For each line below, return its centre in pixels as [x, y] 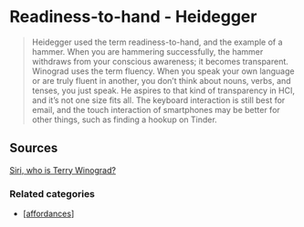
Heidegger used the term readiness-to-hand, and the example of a [157, 42]
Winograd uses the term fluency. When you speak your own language [163, 71]
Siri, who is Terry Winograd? [63, 170]
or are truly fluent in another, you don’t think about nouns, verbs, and [161, 80]
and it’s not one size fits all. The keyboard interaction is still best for [158, 100]
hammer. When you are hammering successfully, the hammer [147, 51]
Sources [34, 148]
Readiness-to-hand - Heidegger [133, 17]
